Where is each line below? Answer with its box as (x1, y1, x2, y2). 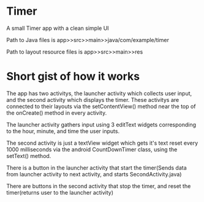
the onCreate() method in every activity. (6, 109, 107, 117)
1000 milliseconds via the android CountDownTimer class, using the (6, 145, 178, 153)
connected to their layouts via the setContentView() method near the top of (6, 103, 196, 110)
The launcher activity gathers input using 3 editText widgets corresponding (6, 121, 197, 128)
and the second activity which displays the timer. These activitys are (6, 96, 179, 103)
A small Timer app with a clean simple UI (6, 24, 109, 32)
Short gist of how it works (6, 70, 140, 84)
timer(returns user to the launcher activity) (6, 189, 114, 196)
